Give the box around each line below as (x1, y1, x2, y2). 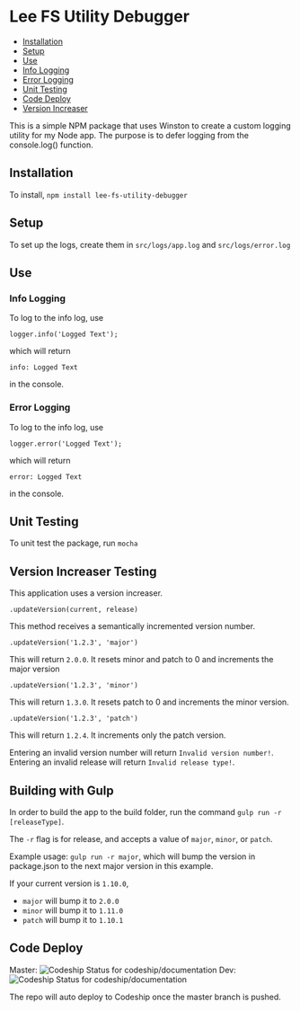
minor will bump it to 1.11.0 (22, 905, 124, 916)
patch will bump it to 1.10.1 (22, 914, 124, 925)
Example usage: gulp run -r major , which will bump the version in (9, 851, 256, 862)
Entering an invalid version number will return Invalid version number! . (9, 748, 274, 758)
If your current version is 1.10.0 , (9, 878, 129, 889)
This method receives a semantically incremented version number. (9, 621, 256, 632)
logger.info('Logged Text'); (9, 330, 119, 339)
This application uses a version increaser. (9, 588, 163, 599)
